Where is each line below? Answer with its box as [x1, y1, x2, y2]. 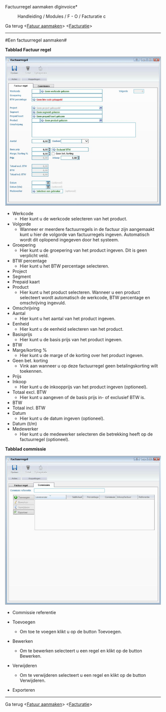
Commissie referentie [12, 609, 56, 615]
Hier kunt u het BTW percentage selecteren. [19, 263, 110, 269]
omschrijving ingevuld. [19, 300, 66, 306]
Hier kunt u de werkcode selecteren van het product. [19, 216, 127, 222]
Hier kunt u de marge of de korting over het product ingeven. [19, 352, 144, 358]
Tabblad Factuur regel [5, 47, 51, 52]
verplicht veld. [19, 252, 49, 258]
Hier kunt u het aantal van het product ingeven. [19, 315, 116, 321]
